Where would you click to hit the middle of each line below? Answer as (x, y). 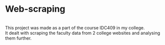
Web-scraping (35, 9)
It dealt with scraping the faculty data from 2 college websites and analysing (83, 33)
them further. (18, 38)
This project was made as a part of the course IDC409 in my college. (75, 27)
